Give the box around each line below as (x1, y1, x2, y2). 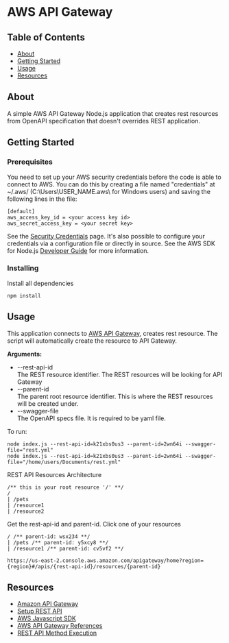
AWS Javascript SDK (16, 614, 77, 622)
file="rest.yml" (7, 446, 53, 453)
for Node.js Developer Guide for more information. (7, 246, 149, 254)
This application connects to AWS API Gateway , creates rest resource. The (7, 329, 218, 337)
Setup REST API (16, 607, 62, 616)
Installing (7, 263, 39, 273)
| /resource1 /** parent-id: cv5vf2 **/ (7, 545, 125, 552)
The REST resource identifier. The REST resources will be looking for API (16, 370, 223, 378)
